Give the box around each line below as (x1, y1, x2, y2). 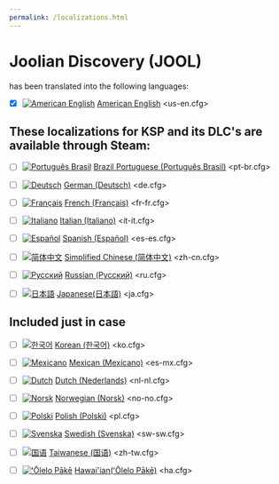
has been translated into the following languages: (9, 81, 189, 91)
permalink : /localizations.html (9, 12, 128, 22)
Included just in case (9, 314, 126, 329)
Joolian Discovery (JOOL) (9, 51, 202, 71)
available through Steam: (9, 139, 151, 154)
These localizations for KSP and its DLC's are (9, 124, 263, 139)
